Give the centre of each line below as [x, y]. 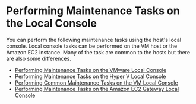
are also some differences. [39, 58]
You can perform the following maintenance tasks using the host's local [94, 40]
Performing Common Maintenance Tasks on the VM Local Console [96, 82]
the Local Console [51, 23]
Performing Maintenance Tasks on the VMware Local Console [91, 70]
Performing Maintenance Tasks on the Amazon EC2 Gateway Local [97, 89]
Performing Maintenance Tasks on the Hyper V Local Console [90, 76]
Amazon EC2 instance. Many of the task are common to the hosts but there [98, 52]
